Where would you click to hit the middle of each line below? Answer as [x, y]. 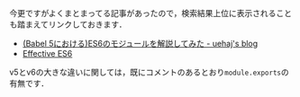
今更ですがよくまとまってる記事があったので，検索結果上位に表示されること [151, 13]
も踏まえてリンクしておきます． [68, 24]
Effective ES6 [47, 53]
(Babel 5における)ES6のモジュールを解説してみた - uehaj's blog [140, 44]
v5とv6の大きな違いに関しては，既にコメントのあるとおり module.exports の [150, 72]
